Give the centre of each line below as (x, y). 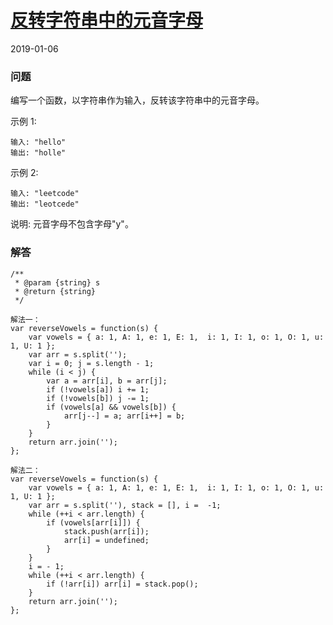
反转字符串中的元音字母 (107, 20)
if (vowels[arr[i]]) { (93, 522)
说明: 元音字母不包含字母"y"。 (72, 224)
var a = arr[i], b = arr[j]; (107, 381)
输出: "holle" (38, 153)
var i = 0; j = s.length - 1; (91, 363)
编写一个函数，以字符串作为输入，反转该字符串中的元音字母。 (137, 100)
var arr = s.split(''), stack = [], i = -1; (125, 505)
